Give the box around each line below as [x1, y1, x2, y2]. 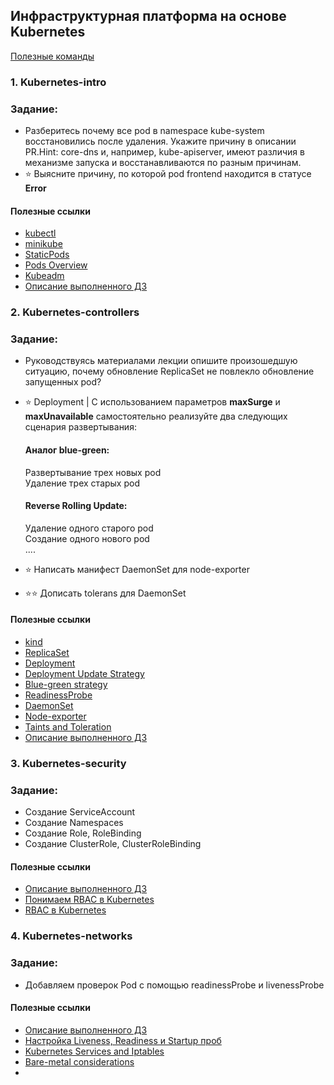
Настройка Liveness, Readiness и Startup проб [24, 1034, 222, 1046]
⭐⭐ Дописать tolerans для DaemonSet [24, 587, 187, 599]
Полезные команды [10, 50, 95, 62]
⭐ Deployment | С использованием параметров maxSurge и [24, 396, 281, 408]
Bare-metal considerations [24, 1055, 135, 1068]
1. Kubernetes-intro [10, 75, 107, 89]
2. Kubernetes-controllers [10, 305, 140, 319]
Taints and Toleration [24, 721, 112, 733]
